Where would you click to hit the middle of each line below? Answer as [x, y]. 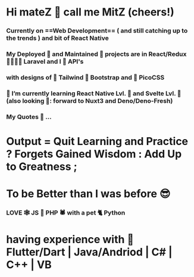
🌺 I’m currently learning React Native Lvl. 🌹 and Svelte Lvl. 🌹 [94, 93]
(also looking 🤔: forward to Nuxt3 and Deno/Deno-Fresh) [90, 100]
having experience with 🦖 [70, 240]
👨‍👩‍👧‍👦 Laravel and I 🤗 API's [45, 62]
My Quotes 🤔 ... [29, 117]
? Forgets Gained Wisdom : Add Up [94, 154]
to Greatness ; [42, 166]
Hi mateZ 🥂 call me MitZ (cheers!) [90, 12]
